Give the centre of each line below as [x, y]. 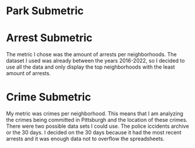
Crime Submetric [49, 97]
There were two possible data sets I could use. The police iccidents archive [98, 126]
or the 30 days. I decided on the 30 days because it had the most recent [94, 133]
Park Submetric [45, 11]
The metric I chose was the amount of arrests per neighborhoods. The [91, 54]
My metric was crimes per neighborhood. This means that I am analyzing [95, 114]
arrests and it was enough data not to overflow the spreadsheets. [85, 139]
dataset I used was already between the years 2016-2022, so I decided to [95, 61]
